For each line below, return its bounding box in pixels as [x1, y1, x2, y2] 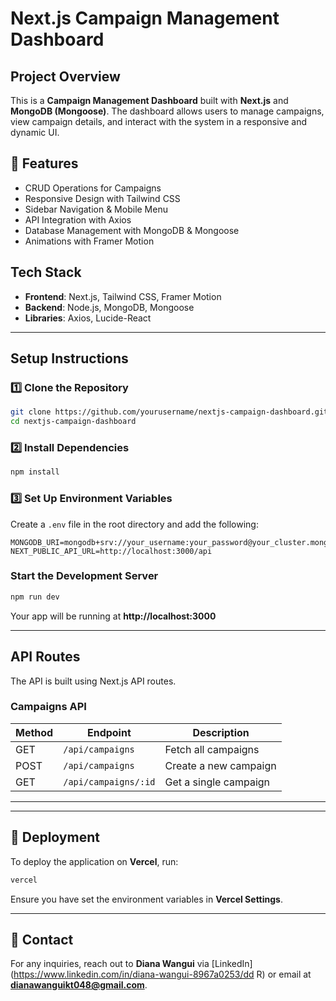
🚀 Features [10, 155, 79, 172]
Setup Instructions [10, 350, 129, 367]
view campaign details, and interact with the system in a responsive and [10, 116, 307, 127]
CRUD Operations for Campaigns [24, 182, 162, 194]
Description [192, 725, 250, 739]
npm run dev [10, 592, 60, 602]
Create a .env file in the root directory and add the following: [10, 518, 259, 530]
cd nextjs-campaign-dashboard [10, 417, 137, 427]
